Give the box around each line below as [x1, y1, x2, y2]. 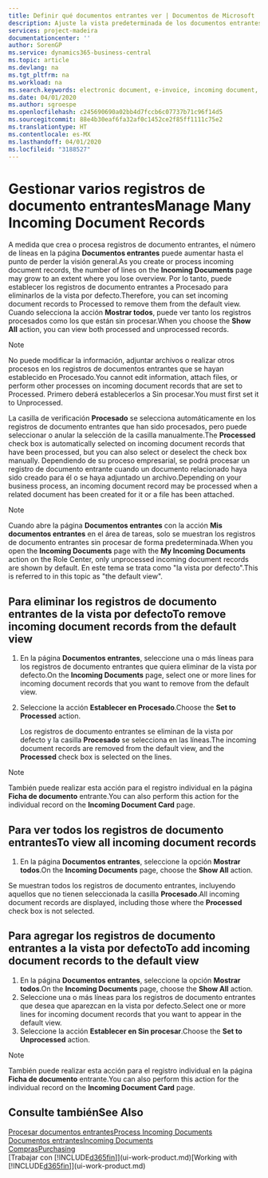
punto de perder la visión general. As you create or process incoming [8, 257, 234, 267]
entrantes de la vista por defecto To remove [8, 607, 227, 621]
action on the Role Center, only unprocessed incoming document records [8, 555, 249, 564]
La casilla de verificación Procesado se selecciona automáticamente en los [8, 413, 257, 423]
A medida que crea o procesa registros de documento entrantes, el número [8, 240, 256, 250]
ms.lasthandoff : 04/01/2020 [8, 137, 102, 146]
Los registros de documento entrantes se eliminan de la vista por [19, 727, 234, 737]
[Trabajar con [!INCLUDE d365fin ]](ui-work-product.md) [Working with [8, 1152, 238, 1162]
